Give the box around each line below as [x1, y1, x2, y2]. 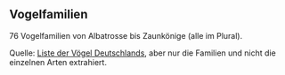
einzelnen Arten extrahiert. [9, 56, 107, 67]
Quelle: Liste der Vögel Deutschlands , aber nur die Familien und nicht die [9, 48, 276, 58]
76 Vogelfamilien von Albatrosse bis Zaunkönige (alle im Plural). [9, 30, 243, 41]
